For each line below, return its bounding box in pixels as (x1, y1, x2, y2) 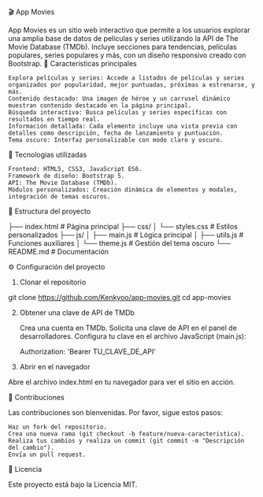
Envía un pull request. (8, 451, 87, 458)
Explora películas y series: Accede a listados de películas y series (8, 74, 245, 82)
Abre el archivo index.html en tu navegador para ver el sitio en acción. (8, 377, 235, 387)
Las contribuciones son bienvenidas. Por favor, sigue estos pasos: (8, 408, 223, 417)
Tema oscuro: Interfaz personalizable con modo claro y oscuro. (8, 136, 224, 144)
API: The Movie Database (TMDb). (8, 179, 118, 187)
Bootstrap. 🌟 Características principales (8, 59, 138, 68)
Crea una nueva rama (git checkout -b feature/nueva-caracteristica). (8, 430, 245, 438)
